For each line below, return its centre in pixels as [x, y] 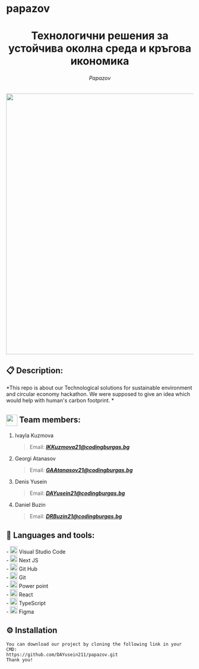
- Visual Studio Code [36, 552]
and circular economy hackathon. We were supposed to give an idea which [98, 394]
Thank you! [20, 660]
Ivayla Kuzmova [34, 436]
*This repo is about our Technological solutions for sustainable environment [99, 388]
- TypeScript [26, 603]
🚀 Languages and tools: [50, 535]
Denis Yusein [31, 482]
